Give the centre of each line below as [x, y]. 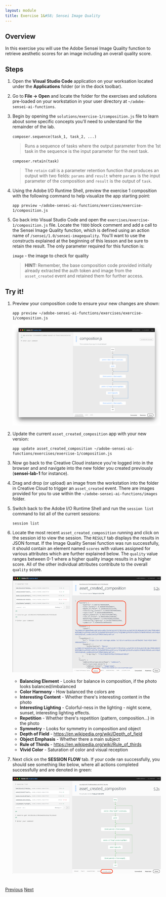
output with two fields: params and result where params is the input [92, 176]
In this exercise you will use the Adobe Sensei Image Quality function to [78, 48]
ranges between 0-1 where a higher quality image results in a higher [82, 559]
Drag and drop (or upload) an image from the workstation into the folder [85, 483]
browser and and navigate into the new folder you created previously [83, 468]
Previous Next [20, 889]
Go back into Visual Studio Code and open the [59, 220]
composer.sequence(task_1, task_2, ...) [54, 137]
